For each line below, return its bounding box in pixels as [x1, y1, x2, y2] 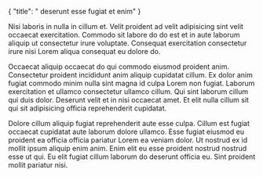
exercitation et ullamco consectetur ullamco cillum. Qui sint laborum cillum [8, 87, 249, 96]
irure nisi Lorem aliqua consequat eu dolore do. [8, 47, 161, 56]
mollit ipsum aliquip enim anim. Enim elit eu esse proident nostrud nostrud [8, 144, 247, 153]
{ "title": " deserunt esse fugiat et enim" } [8, 7, 141, 16]
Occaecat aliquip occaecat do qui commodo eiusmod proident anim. [8, 62, 230, 71]
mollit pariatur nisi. [8, 161, 68, 169]
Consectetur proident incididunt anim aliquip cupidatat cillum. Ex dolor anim [8, 70, 253, 79]
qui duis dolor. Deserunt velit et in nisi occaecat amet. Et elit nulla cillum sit [8, 96, 250, 104]
